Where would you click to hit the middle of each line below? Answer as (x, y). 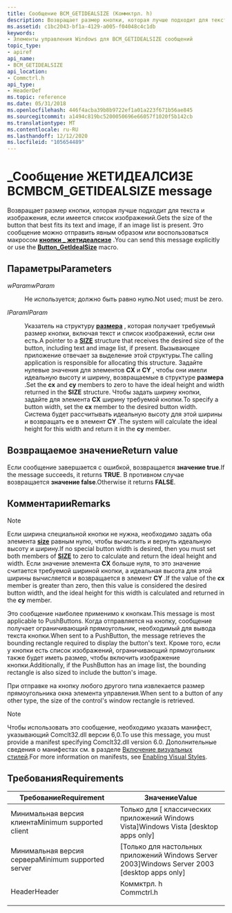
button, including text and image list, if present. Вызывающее (112, 347)
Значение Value (171, 798)
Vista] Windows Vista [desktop (169, 826)
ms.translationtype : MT (41, 123)
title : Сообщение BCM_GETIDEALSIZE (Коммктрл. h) (80, 13)
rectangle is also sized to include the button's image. (82, 672)
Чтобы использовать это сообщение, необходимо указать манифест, (109, 727)
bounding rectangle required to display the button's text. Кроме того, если (114, 643)
